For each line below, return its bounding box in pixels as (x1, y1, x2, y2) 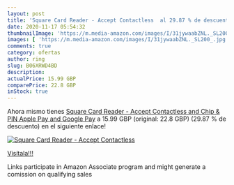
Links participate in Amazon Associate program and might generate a (7, 163, 206, 171)
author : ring (7, 56, 45, 63)
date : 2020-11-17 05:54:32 (7, 23, 86, 30)
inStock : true (7, 88, 49, 95)
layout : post (7, 10, 45, 17)
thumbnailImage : (7, 29, 54, 37)
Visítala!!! (7, 149, 33, 158)
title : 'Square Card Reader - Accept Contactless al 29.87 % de (7, 17, 201, 24)
